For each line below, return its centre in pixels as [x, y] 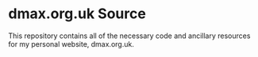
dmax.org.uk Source [77, 14]
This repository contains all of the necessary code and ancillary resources [129, 36]
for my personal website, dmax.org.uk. [71, 44]
